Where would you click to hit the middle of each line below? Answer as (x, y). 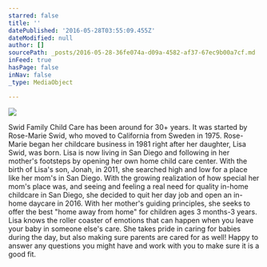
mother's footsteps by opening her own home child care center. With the (128, 161)
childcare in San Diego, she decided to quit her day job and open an (120, 194)
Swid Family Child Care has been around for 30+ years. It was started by (128, 127)
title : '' (25, 23)
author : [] (26, 45)
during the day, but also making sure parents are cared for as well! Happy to (133, 237)
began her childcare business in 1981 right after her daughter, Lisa (137, 143)
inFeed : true (30, 61)
